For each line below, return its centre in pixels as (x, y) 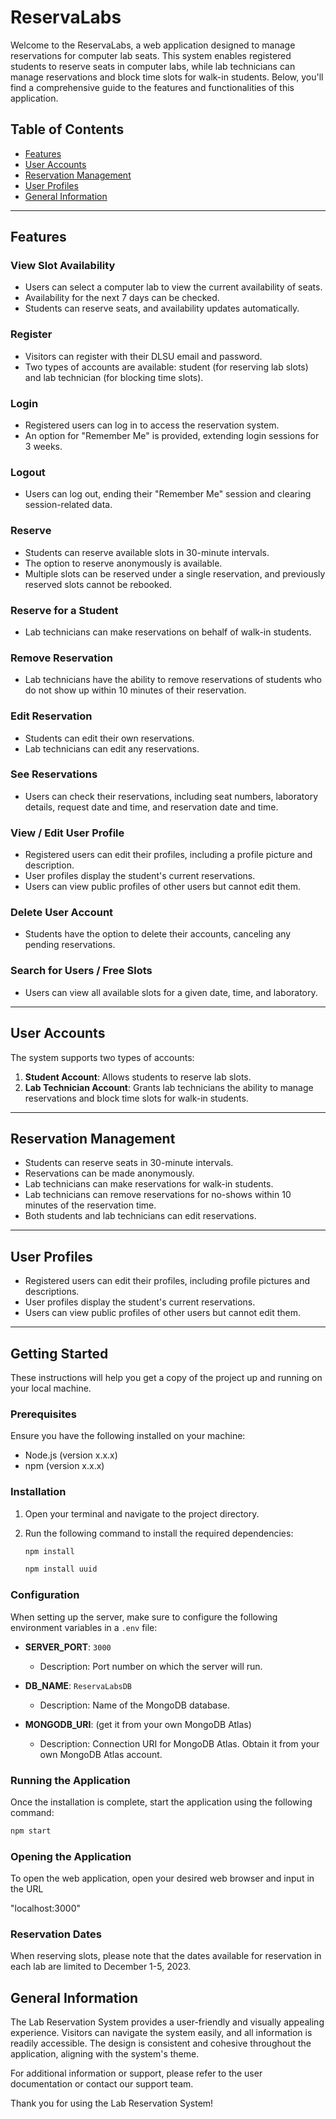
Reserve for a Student (64, 610)
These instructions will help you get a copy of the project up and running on (166, 1377)
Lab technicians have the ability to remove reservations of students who (173, 680)
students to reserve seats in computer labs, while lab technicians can (153, 66)
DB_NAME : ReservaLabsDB (78, 1685)
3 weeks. (43, 447)
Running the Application (70, 1780)
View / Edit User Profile (67, 833)
